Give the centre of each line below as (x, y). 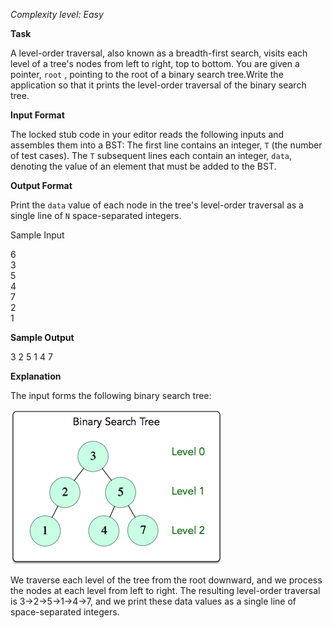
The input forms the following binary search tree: (111, 395)
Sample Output (42, 337)
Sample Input (37, 235)
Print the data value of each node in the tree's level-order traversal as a (157, 205)
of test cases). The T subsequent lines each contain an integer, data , (151, 155)
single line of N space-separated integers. (96, 215)
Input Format (37, 115)
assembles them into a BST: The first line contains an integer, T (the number (166, 145)
